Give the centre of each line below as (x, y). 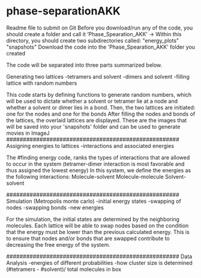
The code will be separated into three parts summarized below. (84, 65)
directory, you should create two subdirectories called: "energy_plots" (93, 40)
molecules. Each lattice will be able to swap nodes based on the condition (97, 225)
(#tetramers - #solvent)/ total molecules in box (64, 269)
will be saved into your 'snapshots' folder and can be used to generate (93, 126)
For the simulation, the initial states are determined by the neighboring (93, 219)
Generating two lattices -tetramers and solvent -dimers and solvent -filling (98, 76)
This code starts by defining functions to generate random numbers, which (99, 94)
